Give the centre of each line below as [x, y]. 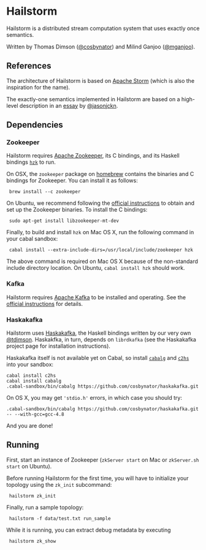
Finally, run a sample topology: [45, 507]
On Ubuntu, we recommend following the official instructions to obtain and [101, 203]
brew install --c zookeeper [45, 192]
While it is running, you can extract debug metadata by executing [89, 530]
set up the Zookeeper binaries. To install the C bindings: [77, 210]
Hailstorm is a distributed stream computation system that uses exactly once [103, 28]
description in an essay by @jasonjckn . [69, 105]
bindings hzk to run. [31, 162]
